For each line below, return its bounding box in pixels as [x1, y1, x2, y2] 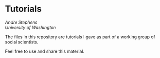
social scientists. [5, 39, 38, 44]
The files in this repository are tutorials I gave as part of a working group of [5, 34, 156, 40]
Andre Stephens [5, 19, 37, 25]
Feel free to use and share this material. [5, 48, 85, 54]
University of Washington [5, 24, 56, 30]
